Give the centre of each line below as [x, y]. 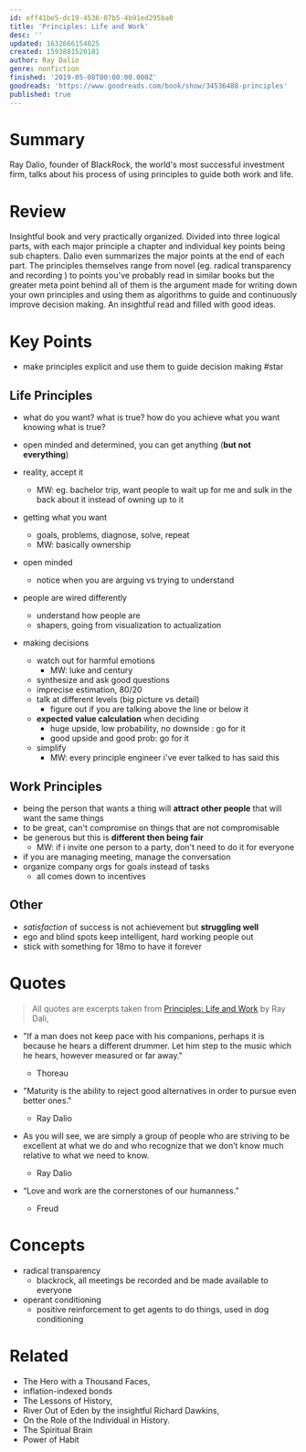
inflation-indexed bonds [68, 1391]
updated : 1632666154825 [55, 43]
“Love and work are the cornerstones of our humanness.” [131, 1190]
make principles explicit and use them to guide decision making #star [153, 367]
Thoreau [52, 1073]
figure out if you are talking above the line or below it [149, 710]
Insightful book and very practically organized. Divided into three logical [145, 237]
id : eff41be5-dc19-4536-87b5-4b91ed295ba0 [91, 18]
